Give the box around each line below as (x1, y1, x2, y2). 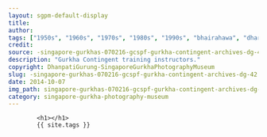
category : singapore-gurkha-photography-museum (8, 93, 169, 101)
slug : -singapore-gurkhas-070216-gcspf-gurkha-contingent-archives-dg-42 (8, 70, 258, 78)
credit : (8, 41, 34, 49)
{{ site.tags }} (37, 121, 91, 129)
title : (8, 19, 30, 27)
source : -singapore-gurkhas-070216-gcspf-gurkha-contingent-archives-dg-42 (8, 48, 265, 56)
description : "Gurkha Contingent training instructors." (8, 56, 201, 64)
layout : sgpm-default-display (8, 11, 109, 20)
